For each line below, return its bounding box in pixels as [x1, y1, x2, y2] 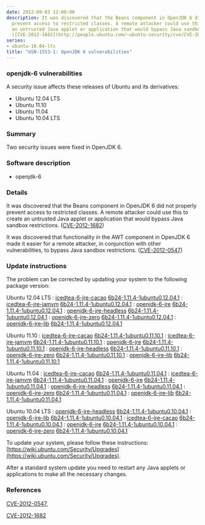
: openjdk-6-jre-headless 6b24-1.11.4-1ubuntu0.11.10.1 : [46, 345, 182, 352]
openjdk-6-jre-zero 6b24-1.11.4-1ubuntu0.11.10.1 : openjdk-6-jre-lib [6, 352, 173, 359]
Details [6, 188, 28, 197]
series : [6, 37, 26, 43]
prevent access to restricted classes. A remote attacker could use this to [6, 208, 189, 216]
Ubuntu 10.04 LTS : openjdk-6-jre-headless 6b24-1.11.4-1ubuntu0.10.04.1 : [6, 408, 192, 415]
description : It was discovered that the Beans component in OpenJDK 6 [6, 15, 192, 21]
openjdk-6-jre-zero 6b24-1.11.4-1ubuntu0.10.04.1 [6, 427, 128, 435]
